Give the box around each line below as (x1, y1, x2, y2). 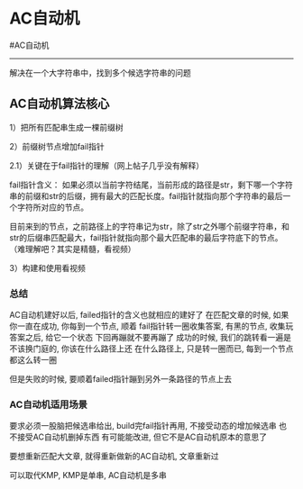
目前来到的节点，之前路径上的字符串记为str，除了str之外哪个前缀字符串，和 (9, 221, 290, 231)
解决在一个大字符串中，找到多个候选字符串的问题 (9, 67, 191, 77)
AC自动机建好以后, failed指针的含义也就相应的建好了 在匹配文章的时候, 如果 (9, 310, 289, 321)
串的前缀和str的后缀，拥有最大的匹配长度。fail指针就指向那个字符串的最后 (9, 190, 283, 201)
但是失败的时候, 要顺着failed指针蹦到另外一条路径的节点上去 (9, 374, 233, 385)
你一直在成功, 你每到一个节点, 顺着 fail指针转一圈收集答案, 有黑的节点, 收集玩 (9, 321, 294, 331)
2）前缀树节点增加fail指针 (9, 140, 106, 151)
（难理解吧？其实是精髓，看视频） (9, 243, 136, 254)
